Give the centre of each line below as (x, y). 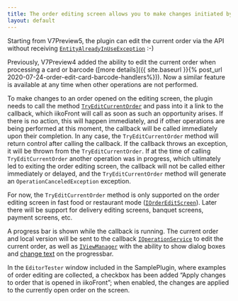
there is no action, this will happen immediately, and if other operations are (116, 120)
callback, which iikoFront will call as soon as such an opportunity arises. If (115, 113)
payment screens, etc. (40, 217)
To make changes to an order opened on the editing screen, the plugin (110, 98)
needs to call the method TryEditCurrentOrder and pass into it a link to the (115, 106)
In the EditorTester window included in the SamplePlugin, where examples (117, 267)
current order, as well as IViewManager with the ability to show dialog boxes (117, 246)
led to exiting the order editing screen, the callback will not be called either (116, 166)
